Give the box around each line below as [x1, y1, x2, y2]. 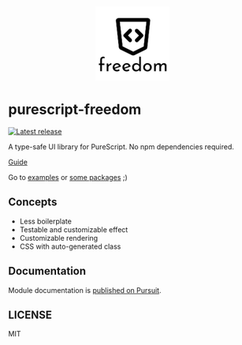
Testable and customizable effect [19, 224, 128, 234]
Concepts [8, 196, 58, 209]
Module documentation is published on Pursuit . [8, 285, 162, 294]
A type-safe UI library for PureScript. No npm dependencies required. [8, 141, 235, 152]
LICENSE [8, 308, 53, 321]
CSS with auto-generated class [19, 242, 121, 251]
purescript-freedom [8, 101, 142, 118]
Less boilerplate [19, 216, 73, 226]
